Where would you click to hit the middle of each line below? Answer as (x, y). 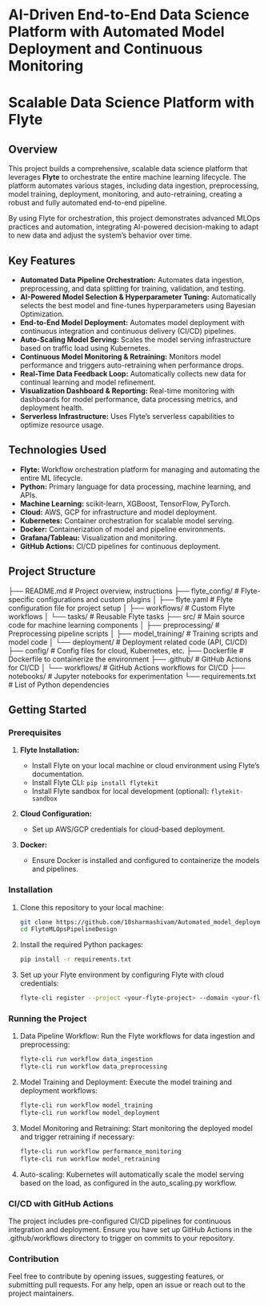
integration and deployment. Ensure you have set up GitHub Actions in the (130, 1229)
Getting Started (48, 710)
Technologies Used (57, 450)
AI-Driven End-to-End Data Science (129, 15)
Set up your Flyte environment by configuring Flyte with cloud (122, 975)
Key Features (42, 260)
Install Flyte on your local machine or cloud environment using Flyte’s (146, 766)
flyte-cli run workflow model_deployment (90, 1113)
